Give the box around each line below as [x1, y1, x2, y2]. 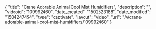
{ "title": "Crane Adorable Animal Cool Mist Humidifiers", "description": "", [5, 4, 151, 10]
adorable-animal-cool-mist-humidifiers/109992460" [5, 19, 109, 25]
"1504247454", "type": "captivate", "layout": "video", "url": [5, 14, 122, 19]
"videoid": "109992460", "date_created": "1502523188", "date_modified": [5, 9, 151, 15]
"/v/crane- [122, 14, 143, 19]
